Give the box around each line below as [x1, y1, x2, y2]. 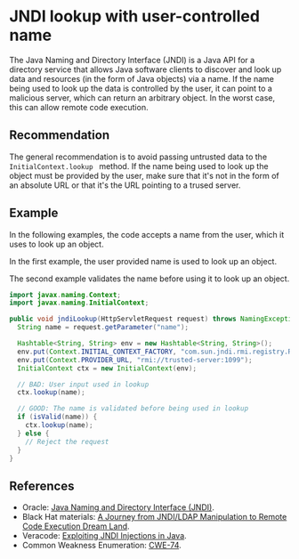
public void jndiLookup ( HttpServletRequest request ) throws [9, 314, 238, 324]
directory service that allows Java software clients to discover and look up [9, 64, 282, 75]
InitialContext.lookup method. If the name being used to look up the [9, 160, 269, 171]
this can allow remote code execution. [9, 101, 149, 112]
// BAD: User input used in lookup [17, 380, 149, 389]
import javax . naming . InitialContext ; [9, 298, 149, 308]
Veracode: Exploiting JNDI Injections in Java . [21, 531, 187, 541]
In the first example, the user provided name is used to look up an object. [9, 255, 278, 266]
